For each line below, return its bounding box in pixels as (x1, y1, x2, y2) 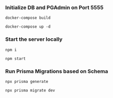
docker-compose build (5, 16, 51, 21)
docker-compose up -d (5, 24, 51, 29)
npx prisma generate (5, 79, 49, 84)
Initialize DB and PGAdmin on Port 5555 (5, 4, 104, 11)
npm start (5, 56, 26, 61)
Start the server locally (5, 36, 63, 43)
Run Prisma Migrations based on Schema (5, 67, 108, 74)
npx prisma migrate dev (5, 87, 55, 93)
